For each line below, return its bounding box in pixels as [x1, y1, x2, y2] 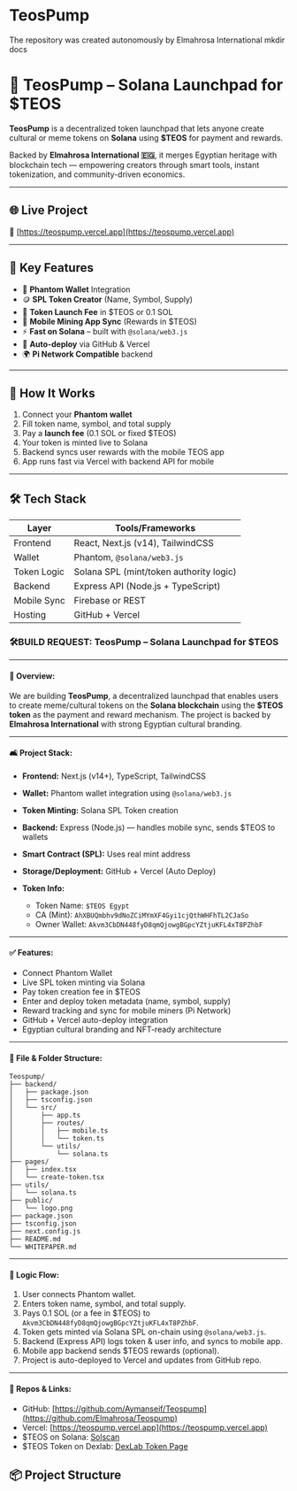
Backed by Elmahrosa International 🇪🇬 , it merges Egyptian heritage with [9, 150, 278, 160]
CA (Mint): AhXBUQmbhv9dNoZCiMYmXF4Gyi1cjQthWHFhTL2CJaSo [34, 909, 249, 920]
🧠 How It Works [9, 386, 95, 401]
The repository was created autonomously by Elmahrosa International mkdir [9, 35, 286, 45]
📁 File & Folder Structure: [9, 1052, 103, 1063]
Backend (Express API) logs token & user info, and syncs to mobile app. [21, 1336, 283, 1347]
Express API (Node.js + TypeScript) [73, 580, 221, 593]
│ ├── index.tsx [9, 1165, 77, 1174]
